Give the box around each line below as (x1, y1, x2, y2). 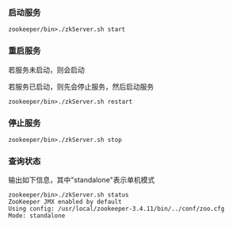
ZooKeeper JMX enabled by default (8, 198, 123, 206)
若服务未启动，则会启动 (8, 65, 85, 75)
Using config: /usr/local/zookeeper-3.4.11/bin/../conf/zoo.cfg (8, 205, 225, 213)
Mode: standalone (8, 212, 66, 220)
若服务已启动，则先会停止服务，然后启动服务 (8, 82, 154, 91)
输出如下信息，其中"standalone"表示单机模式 (8, 175, 155, 185)
